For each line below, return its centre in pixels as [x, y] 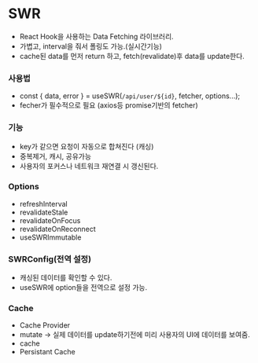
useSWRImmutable [50, 237]
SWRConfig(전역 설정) [50, 258]
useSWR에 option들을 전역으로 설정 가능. [83, 288]
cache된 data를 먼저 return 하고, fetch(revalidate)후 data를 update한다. [132, 56]
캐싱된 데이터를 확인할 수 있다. [66, 278]
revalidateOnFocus [50, 220]
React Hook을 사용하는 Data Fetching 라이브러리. [97, 36]
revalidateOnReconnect [57, 229]
